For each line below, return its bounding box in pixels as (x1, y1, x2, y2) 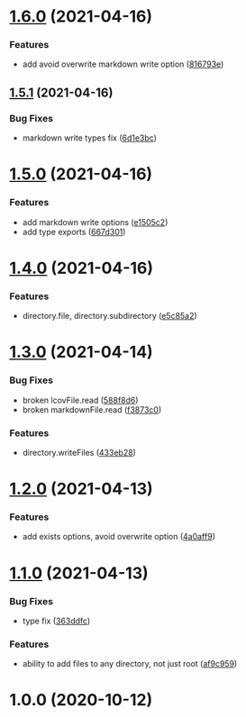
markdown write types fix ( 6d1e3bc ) (22, 132, 158, 143)
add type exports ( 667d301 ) (22, 226, 126, 237)
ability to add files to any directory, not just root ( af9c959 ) (22, 658, 238, 669)
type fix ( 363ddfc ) (22, 615, 91, 626)
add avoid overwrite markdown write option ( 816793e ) (22, 59, 224, 69)
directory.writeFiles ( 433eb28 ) (22, 447, 137, 458)
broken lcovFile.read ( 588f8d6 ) (22, 395, 139, 405)
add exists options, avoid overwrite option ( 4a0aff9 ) (22, 531, 216, 542)
